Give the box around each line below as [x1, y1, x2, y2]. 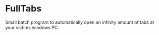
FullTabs [5, 3, 42, 14]
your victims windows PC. [5, 24, 60, 30]
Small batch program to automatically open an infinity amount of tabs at [5, 19, 154, 25]
